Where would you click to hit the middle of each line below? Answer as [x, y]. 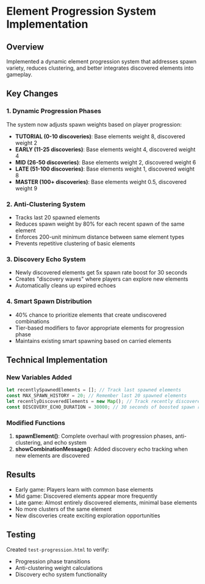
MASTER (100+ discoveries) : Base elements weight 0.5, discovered [101, 182]
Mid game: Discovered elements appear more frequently [86, 496]
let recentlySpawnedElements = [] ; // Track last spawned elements [94, 390]
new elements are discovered [52, 456]
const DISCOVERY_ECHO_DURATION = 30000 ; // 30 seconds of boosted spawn [101, 407]
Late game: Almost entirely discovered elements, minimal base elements [106, 502]
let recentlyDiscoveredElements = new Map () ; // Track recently [90, 402]
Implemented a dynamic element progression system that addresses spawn [102, 61]
